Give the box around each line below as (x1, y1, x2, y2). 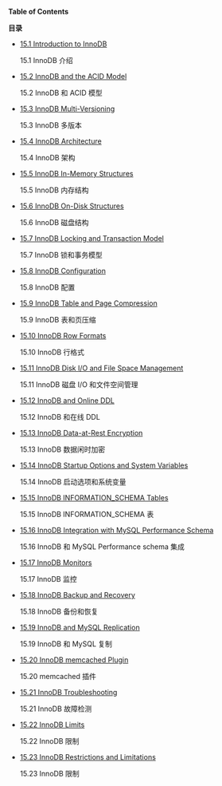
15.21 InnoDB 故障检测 (19, 704, 92, 713)
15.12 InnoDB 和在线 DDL (19, 413, 101, 421)
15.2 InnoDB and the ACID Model (19, 72, 127, 81)
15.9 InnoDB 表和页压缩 (19, 315, 96, 324)
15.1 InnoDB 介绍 (19, 56, 73, 65)
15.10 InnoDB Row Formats (19, 331, 107, 340)
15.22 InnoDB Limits (19, 720, 85, 729)
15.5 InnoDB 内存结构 (19, 185, 89, 195)
